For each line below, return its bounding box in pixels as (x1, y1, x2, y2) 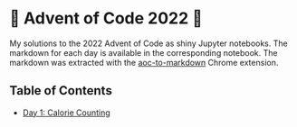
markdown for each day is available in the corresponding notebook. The (9, 47, 278, 58)
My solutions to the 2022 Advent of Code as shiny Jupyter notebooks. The (9, 38, 288, 49)
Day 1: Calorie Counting (22, 107, 110, 118)
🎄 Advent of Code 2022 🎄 (9, 8, 204, 29)
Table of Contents (9, 83, 113, 98)
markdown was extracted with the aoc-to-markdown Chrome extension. (9, 57, 279, 68)
